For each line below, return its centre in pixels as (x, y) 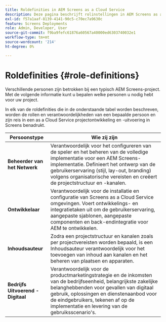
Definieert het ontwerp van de (121, 164)
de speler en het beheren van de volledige (99, 152)
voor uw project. (22, 100)
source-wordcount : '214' (31, 42)
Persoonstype (26, 137)
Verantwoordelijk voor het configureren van (101, 146)
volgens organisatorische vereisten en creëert (104, 176)
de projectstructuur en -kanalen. (88, 183)
